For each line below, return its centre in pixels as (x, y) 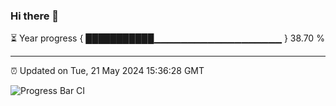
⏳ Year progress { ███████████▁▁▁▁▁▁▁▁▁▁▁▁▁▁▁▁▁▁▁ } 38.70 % (167, 38)
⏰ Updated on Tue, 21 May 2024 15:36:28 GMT (107, 71)
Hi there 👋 (35, 16)
